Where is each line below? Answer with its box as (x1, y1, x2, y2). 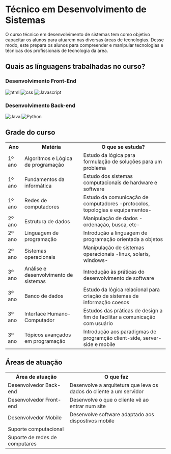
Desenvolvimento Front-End (5, 77, 76, 85)
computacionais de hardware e (83, 179, 158, 186)
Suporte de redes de (8, 434, 57, 441)
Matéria (41, 143, 61, 150)
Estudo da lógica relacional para (83, 286, 160, 293)
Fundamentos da (24, 176, 65, 183)
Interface (24, 310, 46, 317)
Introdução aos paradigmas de (83, 328, 157, 335)
